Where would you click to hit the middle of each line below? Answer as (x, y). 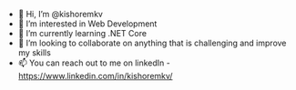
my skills (35, 53)
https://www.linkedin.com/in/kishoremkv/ (95, 76)
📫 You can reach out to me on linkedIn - (94, 63)
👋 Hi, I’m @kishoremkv (60, 14)
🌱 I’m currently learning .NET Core (82, 33)
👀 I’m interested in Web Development (87, 24)
